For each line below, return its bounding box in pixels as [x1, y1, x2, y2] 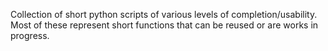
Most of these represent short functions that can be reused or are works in [10, 19, 319, 31]
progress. [10, 30, 50, 41]
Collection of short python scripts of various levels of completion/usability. [10, 9, 318, 20]
